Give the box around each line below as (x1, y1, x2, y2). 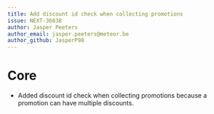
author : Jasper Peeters (7, 24, 78, 31)
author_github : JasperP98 (7, 37, 84, 44)
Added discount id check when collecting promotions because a (17, 91, 208, 100)
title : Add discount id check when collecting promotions (7, 10, 183, 18)
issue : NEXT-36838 (7, 17, 62, 24)
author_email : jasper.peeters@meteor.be (7, 30, 130, 38)
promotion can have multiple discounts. (17, 99, 134, 108)
